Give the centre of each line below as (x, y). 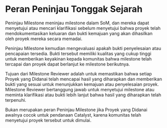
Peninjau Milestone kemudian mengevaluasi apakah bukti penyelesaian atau (83, 48)
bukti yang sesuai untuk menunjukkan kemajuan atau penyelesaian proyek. (82, 84)
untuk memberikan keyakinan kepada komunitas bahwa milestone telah (79, 59)
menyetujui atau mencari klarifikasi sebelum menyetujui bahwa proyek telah (83, 28)
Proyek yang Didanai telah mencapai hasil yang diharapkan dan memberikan (83, 79)
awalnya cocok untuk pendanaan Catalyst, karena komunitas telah (73, 115)
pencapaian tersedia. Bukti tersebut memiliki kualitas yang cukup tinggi (78, 54)
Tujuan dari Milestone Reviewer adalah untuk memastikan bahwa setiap (79, 73)
